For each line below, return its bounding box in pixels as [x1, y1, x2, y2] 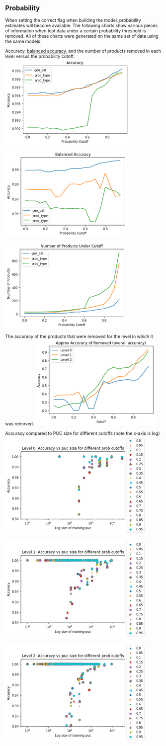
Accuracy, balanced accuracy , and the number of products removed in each [5, 48, 162, 54]
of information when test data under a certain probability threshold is [5, 27, 146, 34]
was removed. [5, 420, 34, 426]
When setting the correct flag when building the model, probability [5, 17, 142, 23]
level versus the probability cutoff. [5, 53, 75, 59]
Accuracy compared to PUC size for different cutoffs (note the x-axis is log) [5, 430, 160, 436]
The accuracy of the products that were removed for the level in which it [5, 333, 153, 339]
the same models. [5, 38, 42, 44]
